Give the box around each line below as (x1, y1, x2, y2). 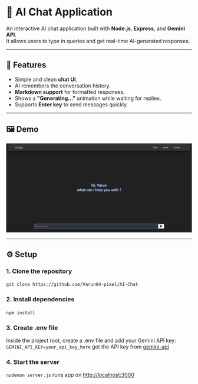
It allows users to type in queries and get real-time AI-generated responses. (6, 37, 190, 44)
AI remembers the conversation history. (14, 82, 111, 89)
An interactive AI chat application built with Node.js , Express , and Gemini (6, 25, 186, 32)
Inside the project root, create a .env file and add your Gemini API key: (6, 337, 176, 344)
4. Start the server (6, 357, 60, 366)
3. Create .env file (6, 323, 58, 331)
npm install (6, 310, 35, 315)
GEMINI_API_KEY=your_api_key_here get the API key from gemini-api (6, 343, 169, 350)
